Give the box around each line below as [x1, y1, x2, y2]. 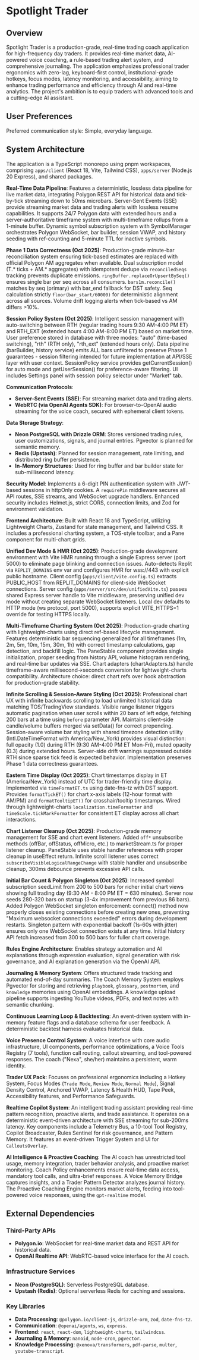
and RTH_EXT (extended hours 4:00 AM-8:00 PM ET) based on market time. [6, 327, 194, 334]
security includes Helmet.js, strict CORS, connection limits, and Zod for [6, 499, 180, 506]
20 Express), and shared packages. [6, 173, 93, 180]
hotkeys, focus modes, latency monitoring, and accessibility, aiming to [6, 76, 178, 82]
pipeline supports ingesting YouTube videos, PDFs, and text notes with [6, 995, 179, 1002]
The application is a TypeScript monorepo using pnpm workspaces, [6, 160, 172, 167]
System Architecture [6, 145, 85, 155]
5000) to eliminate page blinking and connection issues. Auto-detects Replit [6, 560, 192, 567]
